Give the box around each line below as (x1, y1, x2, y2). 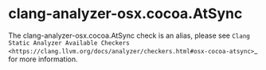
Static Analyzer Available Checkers (8, 39, 130, 47)
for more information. (8, 54, 78, 64)
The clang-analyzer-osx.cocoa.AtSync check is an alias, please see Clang (8, 31, 251, 40)
